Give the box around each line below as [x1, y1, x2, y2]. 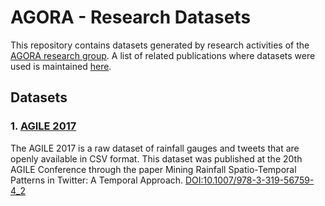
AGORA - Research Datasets [10, 6, 252, 29]
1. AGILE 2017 [10, 119, 77, 133]
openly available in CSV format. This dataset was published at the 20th [10, 152, 303, 165]
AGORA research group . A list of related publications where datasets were [10, 49, 316, 61]
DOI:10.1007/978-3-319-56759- [185, 174, 315, 186]
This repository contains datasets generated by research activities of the [10, 39, 310, 51]
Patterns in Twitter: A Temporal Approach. [10, 174, 184, 186]
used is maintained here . [10, 60, 112, 72]
